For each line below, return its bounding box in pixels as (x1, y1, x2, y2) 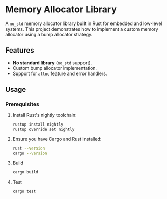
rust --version (12, 146, 45, 151)
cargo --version (12, 151, 47, 156)
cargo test (12, 189, 36, 194)
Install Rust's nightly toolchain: (12, 112, 77, 118)
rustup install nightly (12, 122, 64, 127)
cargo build (12, 169, 38, 175)
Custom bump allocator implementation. (12, 65, 97, 71)
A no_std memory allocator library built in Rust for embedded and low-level (5, 20, 162, 27)
